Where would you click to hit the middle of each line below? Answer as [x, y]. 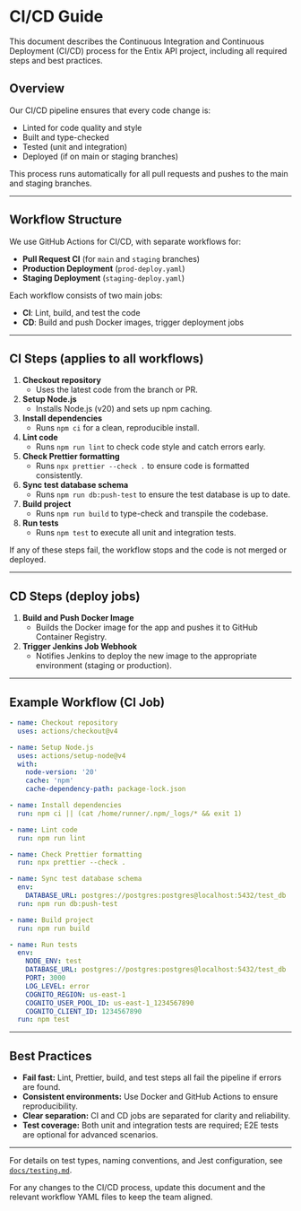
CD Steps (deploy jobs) [75, 596]
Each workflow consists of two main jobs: [86, 295]
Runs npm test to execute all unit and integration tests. [136, 533]
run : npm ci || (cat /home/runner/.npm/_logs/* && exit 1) [130, 814]
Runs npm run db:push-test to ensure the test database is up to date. [163, 494]
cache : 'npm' [50, 781]
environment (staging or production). [104, 666]
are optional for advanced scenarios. [90, 1135]
